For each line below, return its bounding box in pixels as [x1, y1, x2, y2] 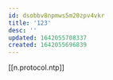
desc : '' [8, 26, 37, 34]
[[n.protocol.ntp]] [8, 63, 65, 72]
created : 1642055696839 [8, 41, 88, 49]
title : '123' [8, 19, 52, 27]
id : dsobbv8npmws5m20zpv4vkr [8, 11, 105, 20]
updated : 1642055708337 [8, 33, 88, 42]
